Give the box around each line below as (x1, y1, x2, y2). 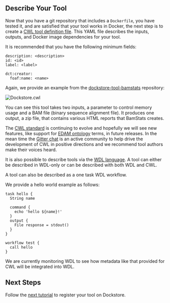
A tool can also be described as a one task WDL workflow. (5, 171, 127, 177)
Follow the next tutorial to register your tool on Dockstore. (5, 292, 126, 298)
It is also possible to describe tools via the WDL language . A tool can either (5, 156, 162, 162)
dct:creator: (5, 71, 33, 76)
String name (10, 196, 36, 201)
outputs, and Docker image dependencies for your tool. (5, 34, 121, 40)
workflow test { (5, 240, 40, 246)
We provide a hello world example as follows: (5, 181, 100, 188)
